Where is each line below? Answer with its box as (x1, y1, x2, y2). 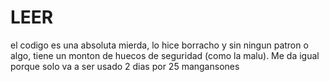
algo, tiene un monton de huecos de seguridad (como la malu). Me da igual (10, 49, 320, 61)
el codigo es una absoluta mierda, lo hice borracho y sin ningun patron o (10, 39, 309, 51)
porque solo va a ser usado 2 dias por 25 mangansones (10, 60, 240, 72)
